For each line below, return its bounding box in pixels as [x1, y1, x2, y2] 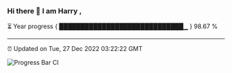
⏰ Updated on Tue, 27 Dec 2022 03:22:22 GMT [7, 45, 143, 53]
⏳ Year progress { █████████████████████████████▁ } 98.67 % [7, 22, 218, 30]
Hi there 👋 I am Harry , [7, 6, 82, 16]
